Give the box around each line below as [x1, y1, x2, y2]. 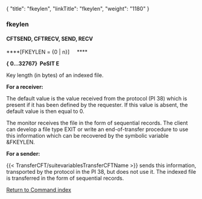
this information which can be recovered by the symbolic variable [6, 132, 169, 139]
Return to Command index [6, 186, 71, 194]
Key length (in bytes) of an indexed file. [6, 72, 104, 79]
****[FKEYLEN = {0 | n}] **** [6, 48, 88, 56]
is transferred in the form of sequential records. [6, 174, 124, 182]
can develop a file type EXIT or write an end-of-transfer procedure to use [6, 126, 189, 133]
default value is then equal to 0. [6, 108, 84, 115]
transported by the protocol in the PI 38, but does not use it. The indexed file [6, 168, 197, 176]
